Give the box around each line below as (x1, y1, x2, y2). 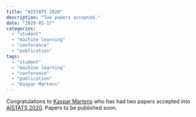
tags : (6, 53, 20, 59)
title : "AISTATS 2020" (6, 8, 63, 15)
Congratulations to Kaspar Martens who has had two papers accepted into (6, 98, 191, 105)
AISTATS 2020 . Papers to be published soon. (6, 104, 117, 111)
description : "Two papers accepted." (6, 14, 101, 20)
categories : (6, 25, 36, 32)
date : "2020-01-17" (6, 20, 55, 26)
